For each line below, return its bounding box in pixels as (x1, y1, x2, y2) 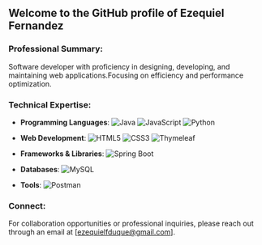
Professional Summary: (8, 44, 104, 55)
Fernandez (8, 19, 64, 33)
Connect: (8, 200, 46, 211)
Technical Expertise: (8, 99, 92, 110)
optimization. (8, 78, 52, 88)
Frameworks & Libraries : (19, 149, 105, 158)
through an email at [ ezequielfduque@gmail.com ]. (8, 227, 176, 237)
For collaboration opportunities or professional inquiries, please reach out (8, 218, 254, 229)
